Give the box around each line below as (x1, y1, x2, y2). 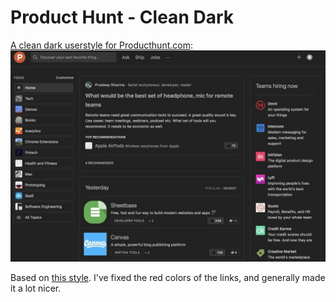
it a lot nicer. (10, 282, 62, 294)
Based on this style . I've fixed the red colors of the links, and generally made (10, 271, 326, 283)
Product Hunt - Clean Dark (10, 6, 234, 29)
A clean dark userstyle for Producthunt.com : (10, 39, 193, 51)
